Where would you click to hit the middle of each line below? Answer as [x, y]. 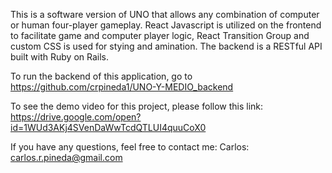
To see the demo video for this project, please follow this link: [137, 106]
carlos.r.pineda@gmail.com [66, 157]
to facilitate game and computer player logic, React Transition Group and [160, 35]
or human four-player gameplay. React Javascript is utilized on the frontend [166, 25]
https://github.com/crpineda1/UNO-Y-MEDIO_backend [122, 87]
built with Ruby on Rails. [60, 57]
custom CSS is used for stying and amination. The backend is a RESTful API [166, 46]
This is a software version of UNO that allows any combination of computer [165, 14]
